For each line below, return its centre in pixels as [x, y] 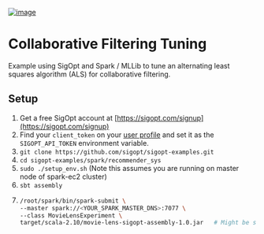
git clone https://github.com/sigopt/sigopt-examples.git [117, 152]
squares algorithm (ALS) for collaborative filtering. [89, 74]
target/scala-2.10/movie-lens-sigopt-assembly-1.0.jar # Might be [134, 223]
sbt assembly [41, 185]
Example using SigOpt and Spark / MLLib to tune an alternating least [119, 65]
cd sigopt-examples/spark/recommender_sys [90, 160]
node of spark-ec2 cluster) [63, 176]
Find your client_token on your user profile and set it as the [117, 135]
